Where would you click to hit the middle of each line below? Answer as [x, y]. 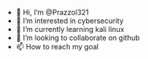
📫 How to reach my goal [57, 47]
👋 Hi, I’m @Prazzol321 [52, 12]
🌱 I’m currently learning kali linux [70, 29]
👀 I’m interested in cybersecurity [70, 21]
